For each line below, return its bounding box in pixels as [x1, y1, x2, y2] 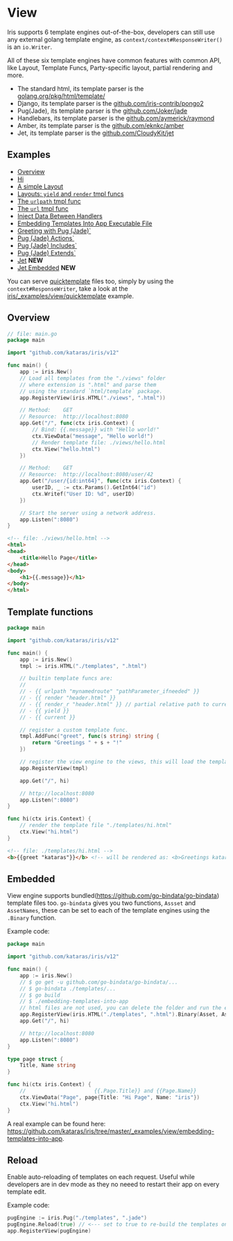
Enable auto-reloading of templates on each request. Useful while [7, 1173, 196, 1181]
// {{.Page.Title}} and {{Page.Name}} [19, 1087, 197, 1095]
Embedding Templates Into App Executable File [17, 219, 153, 227]
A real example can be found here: [7, 1119, 106, 1128]
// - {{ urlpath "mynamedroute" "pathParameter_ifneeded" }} [19, 688, 200, 695]
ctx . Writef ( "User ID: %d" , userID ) [32, 490, 135, 497]
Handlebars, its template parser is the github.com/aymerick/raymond [17, 113, 215, 122]
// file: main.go [7, 330, 58, 337]
